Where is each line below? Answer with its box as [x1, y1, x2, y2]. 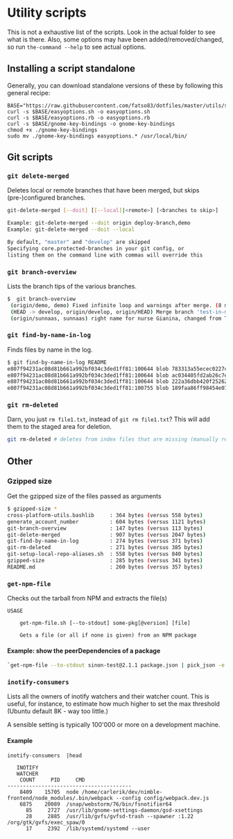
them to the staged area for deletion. [7, 423, 112, 431]
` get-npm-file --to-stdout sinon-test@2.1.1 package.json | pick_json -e [7, 662, 225, 669]
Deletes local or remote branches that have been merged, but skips [7, 186, 200, 195]
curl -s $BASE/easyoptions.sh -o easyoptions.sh [7, 108, 150, 115]
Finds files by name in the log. [7, 345, 93, 354]
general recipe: [7, 88, 51, 97]
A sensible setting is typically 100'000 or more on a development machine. [7, 721, 221, 729]
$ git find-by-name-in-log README [7, 359, 107, 366]
